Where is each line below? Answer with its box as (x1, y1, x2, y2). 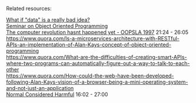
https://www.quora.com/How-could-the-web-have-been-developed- (6, 73, 174, 79)
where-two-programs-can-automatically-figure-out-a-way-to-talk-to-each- (6, 60, 190, 67)
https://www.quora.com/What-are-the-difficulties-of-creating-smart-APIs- (6, 54, 187, 60)
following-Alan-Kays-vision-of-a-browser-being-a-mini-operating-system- (6, 78, 188, 85)
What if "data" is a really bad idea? (6, 16, 90, 23)
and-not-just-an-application (6, 85, 74, 91)
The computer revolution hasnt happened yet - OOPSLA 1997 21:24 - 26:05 (6, 29, 189, 36)
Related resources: (6, 5, 52, 12)
